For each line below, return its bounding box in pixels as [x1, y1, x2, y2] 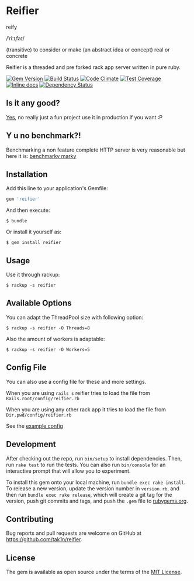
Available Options [6, 298, 72, 308]
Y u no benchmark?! [6, 130, 81, 141]
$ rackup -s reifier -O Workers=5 [6, 346, 91, 352]
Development [6, 439, 57, 449]
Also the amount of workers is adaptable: [6, 335, 105, 342]
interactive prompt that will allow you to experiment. [6, 467, 131, 475]
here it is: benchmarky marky [6, 152, 77, 159]
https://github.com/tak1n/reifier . [6, 536, 82, 543]
